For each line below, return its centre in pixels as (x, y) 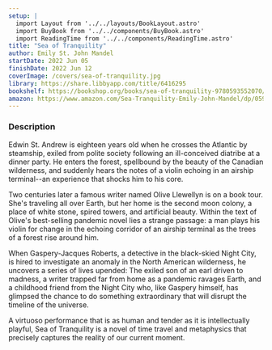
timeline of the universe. (49, 305)
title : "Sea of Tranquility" (57, 46)
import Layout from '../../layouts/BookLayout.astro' (108, 23)
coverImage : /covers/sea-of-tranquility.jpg (85, 76)
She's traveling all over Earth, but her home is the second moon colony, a (130, 203)
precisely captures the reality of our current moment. (97, 337)
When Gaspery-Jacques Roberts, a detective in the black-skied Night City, (132, 253)
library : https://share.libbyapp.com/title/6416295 (97, 83)
